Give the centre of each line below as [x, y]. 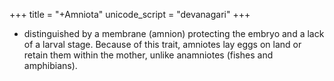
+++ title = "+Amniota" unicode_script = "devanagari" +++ [130, 14]
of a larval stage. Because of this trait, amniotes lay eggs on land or [162, 44]
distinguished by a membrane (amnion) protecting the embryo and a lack [174, 33]
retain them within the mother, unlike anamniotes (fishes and [148, 55]
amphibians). [50, 65]
